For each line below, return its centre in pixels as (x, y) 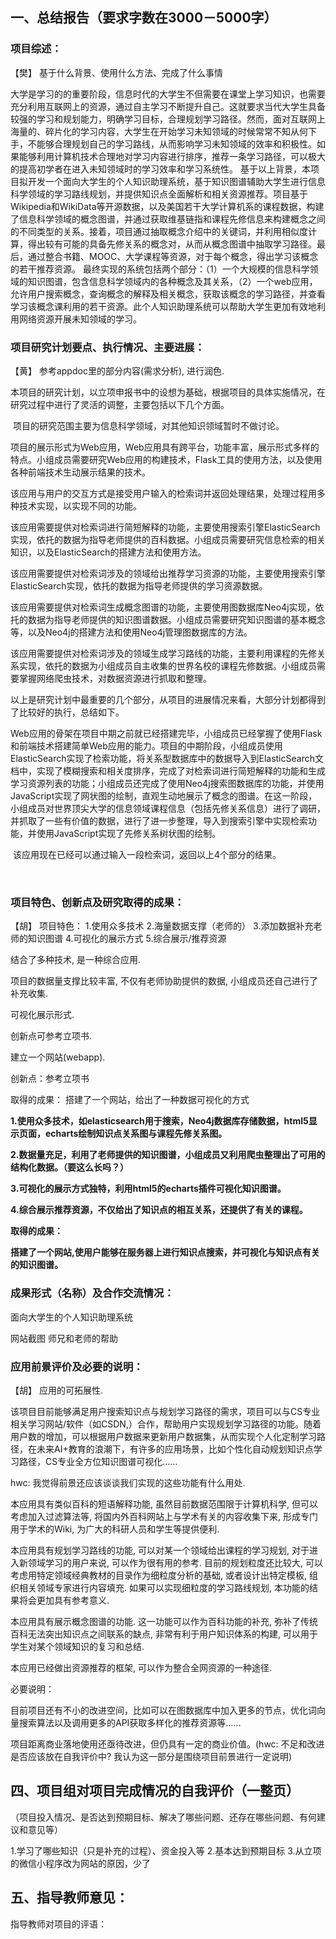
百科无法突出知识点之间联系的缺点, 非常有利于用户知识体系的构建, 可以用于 (164, 1634)
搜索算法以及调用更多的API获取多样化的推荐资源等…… (130, 1722)
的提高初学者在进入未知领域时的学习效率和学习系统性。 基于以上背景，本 (160, 169)
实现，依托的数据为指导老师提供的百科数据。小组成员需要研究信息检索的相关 (168, 539)
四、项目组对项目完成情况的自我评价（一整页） (155, 1791)
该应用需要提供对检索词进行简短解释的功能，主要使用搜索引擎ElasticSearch (165, 527)
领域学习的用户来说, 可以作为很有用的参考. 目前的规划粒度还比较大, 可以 (175, 1562)
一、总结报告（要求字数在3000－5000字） (144, 18)
